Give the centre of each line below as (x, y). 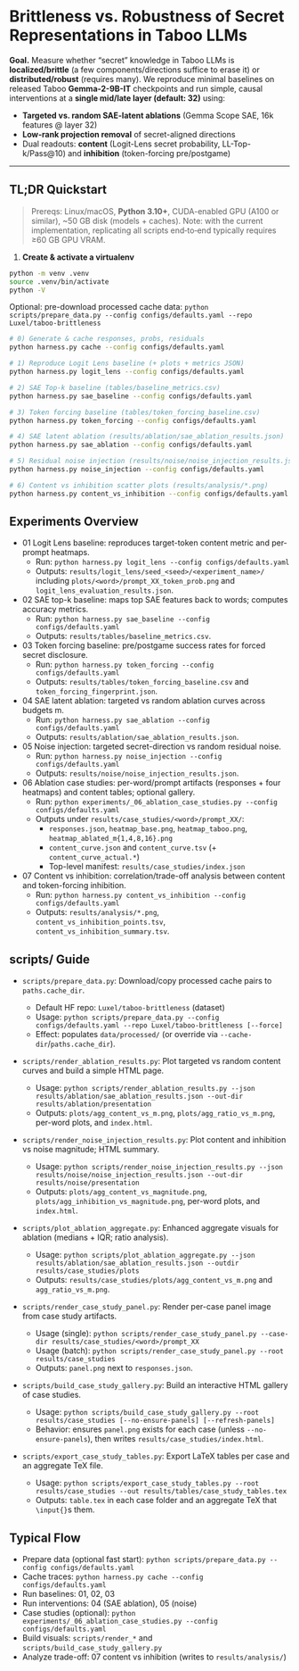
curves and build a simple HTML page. (93, 1071)
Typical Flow (45, 1538)
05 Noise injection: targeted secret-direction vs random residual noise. (152, 746)
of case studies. (52, 1395)
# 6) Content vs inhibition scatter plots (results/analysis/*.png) (139, 485)
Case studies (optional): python (79, 1613)
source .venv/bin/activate (59, 282)
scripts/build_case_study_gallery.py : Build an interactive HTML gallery (155, 1385)
